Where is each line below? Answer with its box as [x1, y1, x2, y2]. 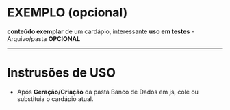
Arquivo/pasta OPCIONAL [7, 34, 81, 42]
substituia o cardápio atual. [16, 94, 94, 103]
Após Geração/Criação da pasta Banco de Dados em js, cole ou [16, 87, 199, 96]
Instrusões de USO [7, 65, 116, 81]
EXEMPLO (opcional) [7, 5, 128, 20]
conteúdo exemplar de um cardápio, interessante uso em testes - [7, 27, 195, 36]
